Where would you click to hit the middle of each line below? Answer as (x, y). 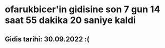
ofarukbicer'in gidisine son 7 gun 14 (82, 9)
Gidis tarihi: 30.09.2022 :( (47, 39)
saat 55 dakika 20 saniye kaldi (70, 20)
